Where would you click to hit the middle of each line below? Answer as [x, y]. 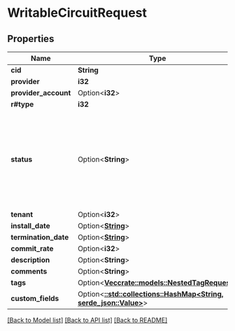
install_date [30, 226]
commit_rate [32, 248]
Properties [31, 39]
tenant [22, 214]
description [30, 260]
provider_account [41, 93]
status [22, 159]
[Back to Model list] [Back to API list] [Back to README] [87, 320]
